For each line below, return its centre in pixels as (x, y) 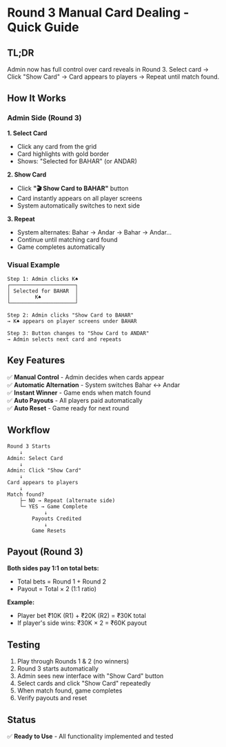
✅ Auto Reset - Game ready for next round (68, 408)
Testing (24, 645)
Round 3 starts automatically (58, 669)
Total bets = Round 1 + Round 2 (62, 581)
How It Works (37, 98)
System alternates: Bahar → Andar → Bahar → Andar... (94, 232)
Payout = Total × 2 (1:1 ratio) (57, 589)
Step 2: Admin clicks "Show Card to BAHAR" (71, 315)
